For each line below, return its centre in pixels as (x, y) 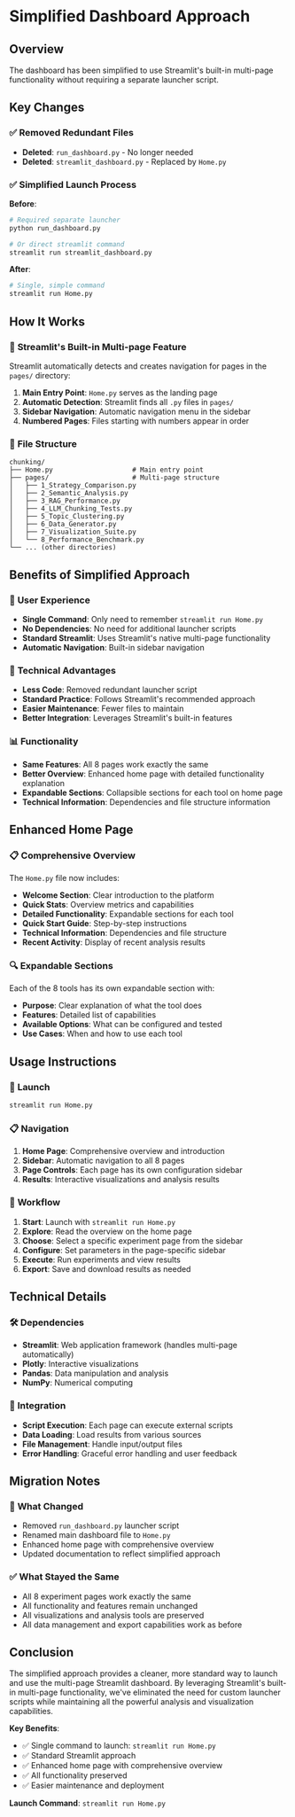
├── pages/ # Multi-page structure (114, 478)
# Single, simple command (57, 285)
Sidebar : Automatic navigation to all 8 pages (103, 1161)
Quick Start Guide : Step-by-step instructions (105, 924)
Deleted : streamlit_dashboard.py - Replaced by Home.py (124, 161)
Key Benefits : (35, 1728)
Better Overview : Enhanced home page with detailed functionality (143, 774)
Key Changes (47, 108)
